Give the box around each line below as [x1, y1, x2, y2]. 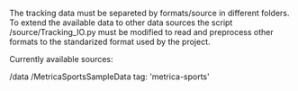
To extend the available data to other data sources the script [9, 17, 233, 28]
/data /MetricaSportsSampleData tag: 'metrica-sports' [9, 71, 210, 82]
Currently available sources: [9, 54, 114, 64]
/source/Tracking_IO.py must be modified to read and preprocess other [9, 27, 274, 37]
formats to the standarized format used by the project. [9, 36, 211, 47]
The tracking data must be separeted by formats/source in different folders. [9, 8, 290, 18]
